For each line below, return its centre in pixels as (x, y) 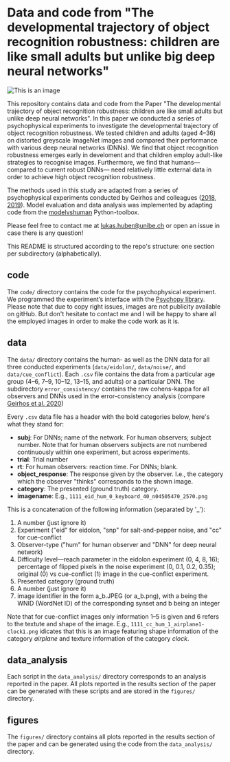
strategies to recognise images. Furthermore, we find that (89, 162)
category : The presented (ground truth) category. (88, 488)
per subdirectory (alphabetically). (54, 254)
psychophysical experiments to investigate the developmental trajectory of (113, 125)
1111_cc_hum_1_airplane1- (167, 624)
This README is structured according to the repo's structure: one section (111, 246)
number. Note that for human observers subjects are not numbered (112, 444)
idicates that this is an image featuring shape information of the (129, 631)
